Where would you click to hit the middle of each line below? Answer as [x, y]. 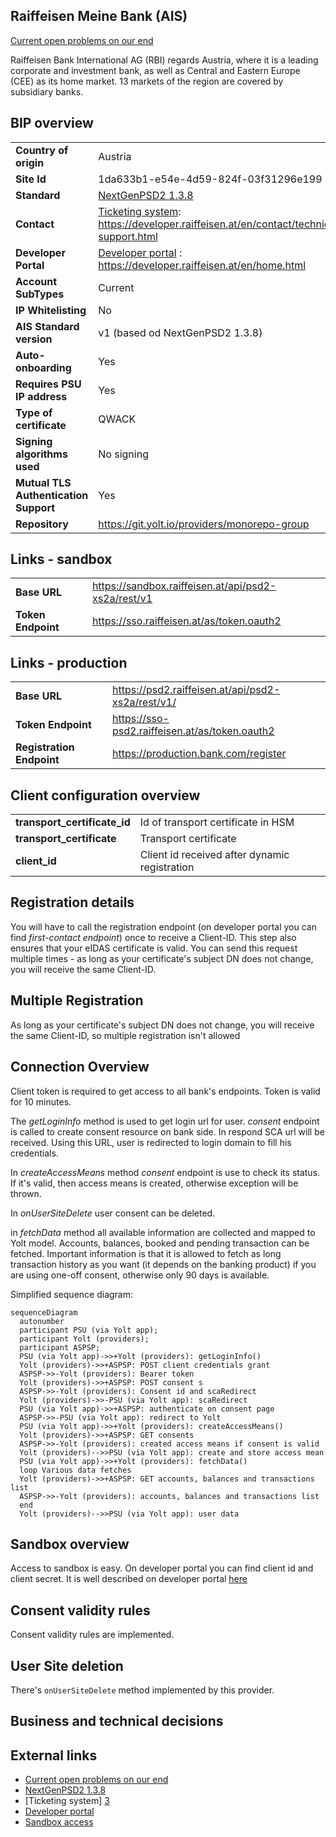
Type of [34, 412]
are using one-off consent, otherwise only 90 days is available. [140, 1275]
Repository [42, 524]
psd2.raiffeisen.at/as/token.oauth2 [193, 731]
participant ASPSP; [60, 1347]
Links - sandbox [61, 559]
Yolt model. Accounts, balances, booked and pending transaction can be [160, 1243]
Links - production [69, 662]
